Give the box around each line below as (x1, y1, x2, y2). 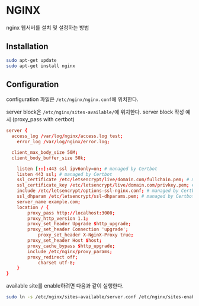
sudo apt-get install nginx (6, 63, 76, 69)
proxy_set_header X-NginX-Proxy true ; (37, 232, 134, 238)
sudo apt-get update (6, 57, 57, 63)
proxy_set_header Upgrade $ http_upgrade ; (27, 221, 131, 227)
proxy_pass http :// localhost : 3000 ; (27, 210, 115, 216)
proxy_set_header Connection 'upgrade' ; (27, 226, 129, 232)
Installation (6, 42, 49, 52)
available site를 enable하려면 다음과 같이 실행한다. (6, 282, 124, 289)
